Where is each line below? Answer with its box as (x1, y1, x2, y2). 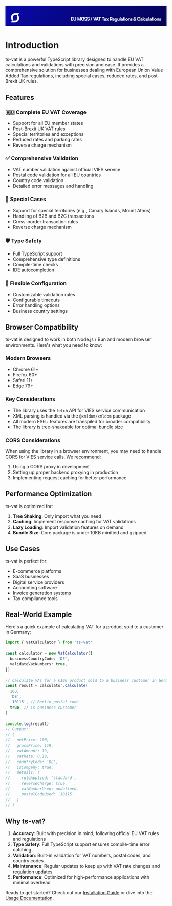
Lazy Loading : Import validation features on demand (12, 524, 124, 530)
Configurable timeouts (12, 297, 60, 303)
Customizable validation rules (12, 292, 75, 298)
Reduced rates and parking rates (12, 137, 82, 143)
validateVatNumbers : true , (10, 661, 68, 666)
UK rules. (18, 78, 38, 84)
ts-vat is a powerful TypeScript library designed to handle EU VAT (5, 56, 144, 62)
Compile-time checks (12, 262, 58, 267)
